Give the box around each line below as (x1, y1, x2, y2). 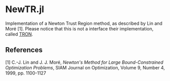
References (5, 46, 43, 54)
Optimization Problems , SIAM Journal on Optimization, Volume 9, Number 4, (5, 64, 165, 70)
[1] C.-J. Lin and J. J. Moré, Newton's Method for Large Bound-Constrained (5, 59, 164, 65)
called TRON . (5, 31, 33, 37)
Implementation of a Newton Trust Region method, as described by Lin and (5, 20, 163, 26)
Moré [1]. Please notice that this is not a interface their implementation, (5, 25, 154, 31)
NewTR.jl (5, 4, 44, 15)
